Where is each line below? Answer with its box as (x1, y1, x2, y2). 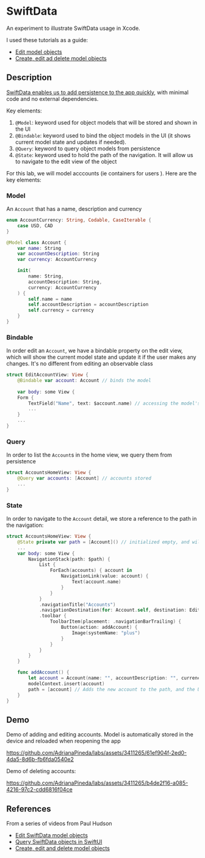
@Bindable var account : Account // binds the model (17, 378, 151, 384)
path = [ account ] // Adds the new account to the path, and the (28, 686, 195, 692)
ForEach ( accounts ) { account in (49, 567, 132, 574)
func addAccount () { (17, 669, 70, 676)
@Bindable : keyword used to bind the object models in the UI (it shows (15, 131, 191, 139)
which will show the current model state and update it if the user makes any (6, 353, 196, 361)
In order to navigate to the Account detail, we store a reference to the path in (6, 515, 197, 522)
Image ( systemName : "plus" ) (71, 629, 140, 636)
